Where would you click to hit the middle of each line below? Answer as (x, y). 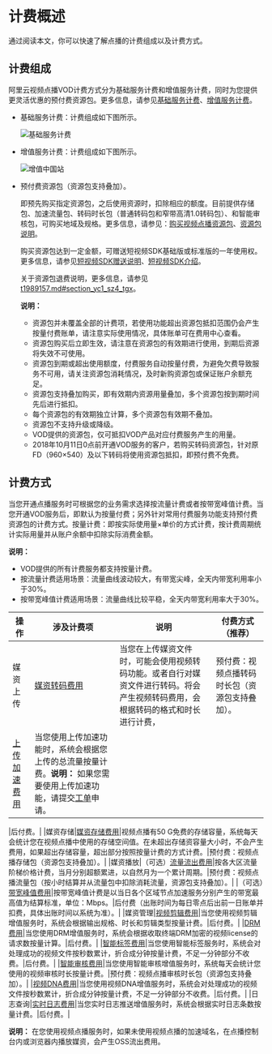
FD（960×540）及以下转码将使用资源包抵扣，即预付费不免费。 (138, 454)
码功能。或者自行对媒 (160, 673)
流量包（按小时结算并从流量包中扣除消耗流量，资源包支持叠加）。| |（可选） (141, 882)
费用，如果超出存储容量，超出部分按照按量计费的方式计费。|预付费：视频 (130, 851)
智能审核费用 (81, 963)
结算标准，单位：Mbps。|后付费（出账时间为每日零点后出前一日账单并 (147, 902)
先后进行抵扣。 (57, 404)
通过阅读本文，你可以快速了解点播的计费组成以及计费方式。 (108, 41)
